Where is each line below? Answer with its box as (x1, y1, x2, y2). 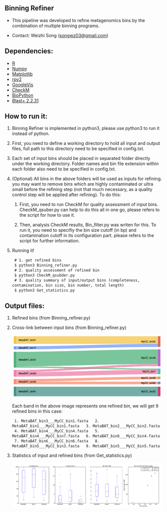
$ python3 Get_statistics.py (14, 288, 75, 293)
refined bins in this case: (11, 408, 63, 414)
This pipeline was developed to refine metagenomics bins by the (11, 17, 145, 23)
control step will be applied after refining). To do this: (11, 192, 121, 198)
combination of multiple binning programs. (11, 23, 99, 29)
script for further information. (19, 238, 80, 244)
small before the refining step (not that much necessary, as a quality (11, 187, 153, 193)
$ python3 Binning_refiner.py (14, 263, 77, 268)
